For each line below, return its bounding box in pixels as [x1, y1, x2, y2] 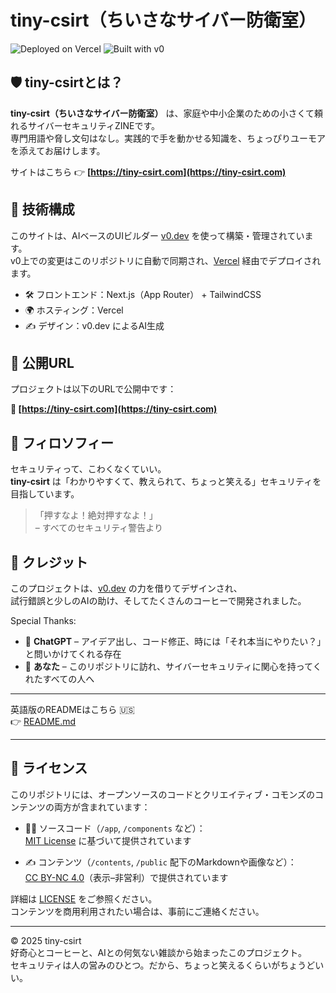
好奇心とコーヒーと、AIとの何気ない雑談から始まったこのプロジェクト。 [10, 946, 307, 958]
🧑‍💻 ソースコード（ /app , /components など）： [24, 822, 206, 834]
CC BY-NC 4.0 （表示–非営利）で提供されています [24, 871, 229, 883]
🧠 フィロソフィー [10, 434, 114, 451]
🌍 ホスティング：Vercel [24, 304, 124, 316]
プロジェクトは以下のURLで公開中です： [10, 383, 177, 395]
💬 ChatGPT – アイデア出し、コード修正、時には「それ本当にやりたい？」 [24, 636, 322, 647]
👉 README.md [10, 716, 77, 727]
